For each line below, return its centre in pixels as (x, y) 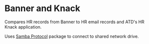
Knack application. (23, 27)
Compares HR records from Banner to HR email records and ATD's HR (74, 22)
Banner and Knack (42, 8)
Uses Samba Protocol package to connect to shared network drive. (72, 36)
